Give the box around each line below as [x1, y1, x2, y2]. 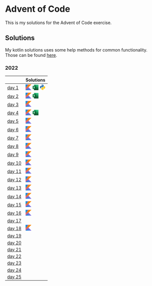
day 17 [7, 217, 22, 224]
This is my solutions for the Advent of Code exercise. [5, 20, 112, 26]
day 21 [7, 246, 22, 252]
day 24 [7, 267, 22, 273]
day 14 [7, 193, 22, 199]
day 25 [7, 274, 22, 280]
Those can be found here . [5, 52, 57, 58]
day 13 [7, 185, 22, 191]
